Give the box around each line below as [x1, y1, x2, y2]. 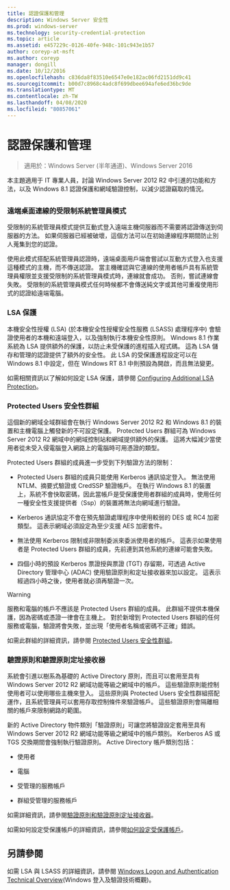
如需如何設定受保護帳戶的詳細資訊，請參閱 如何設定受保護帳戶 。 [7, 825, 187, 834]
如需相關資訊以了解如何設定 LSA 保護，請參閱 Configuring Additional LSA [7, 373, 214, 382]
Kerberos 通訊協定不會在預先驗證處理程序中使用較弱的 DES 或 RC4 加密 [16, 513, 220, 522]
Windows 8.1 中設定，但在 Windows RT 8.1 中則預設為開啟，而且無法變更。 [7, 359, 218, 367]
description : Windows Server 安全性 [7, 16, 109, 23]
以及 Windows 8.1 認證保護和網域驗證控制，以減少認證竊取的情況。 [18, 185, 207, 193]
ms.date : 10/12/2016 [7, 67, 66, 74]
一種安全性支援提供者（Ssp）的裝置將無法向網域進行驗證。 [16, 499, 184, 507]
